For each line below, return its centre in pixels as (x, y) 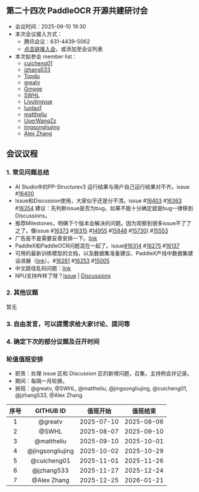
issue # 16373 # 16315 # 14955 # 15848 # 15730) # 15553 (102, 231)
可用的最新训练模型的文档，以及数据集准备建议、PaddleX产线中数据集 (101, 253)
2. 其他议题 (22, 293)
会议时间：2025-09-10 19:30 (50, 26)
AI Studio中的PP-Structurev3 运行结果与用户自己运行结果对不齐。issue (102, 187)
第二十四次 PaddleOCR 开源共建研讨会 (77, 11)
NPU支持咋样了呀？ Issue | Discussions (63, 276)
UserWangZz (40, 120)
